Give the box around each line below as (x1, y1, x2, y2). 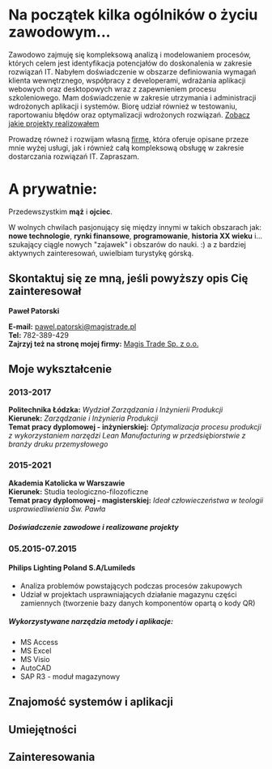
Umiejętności (8, 723, 77, 737)
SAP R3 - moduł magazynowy (19, 671, 121, 681)
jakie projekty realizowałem (8, 118, 100, 128)
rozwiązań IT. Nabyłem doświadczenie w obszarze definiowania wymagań (8, 66, 257, 76)
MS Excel (19, 646, 52, 656)
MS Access (19, 637, 58, 647)
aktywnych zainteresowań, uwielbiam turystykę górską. (8, 248, 194, 258)
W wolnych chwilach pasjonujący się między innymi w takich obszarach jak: (8, 222, 261, 232)
